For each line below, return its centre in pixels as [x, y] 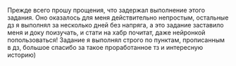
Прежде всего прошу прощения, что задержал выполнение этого [106, 10]
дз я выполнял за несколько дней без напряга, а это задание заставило [116, 25]
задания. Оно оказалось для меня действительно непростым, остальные [118, 18]
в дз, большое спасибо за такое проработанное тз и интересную [105, 47]
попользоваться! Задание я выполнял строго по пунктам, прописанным [116, 40]
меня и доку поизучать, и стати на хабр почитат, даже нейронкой [106, 32]
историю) [22, 55]
